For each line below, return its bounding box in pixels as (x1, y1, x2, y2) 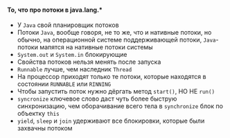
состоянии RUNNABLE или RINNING (17, 80, 112, 88)
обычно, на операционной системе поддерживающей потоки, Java (17, 35, 216, 44)
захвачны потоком (17, 124, 73, 132)
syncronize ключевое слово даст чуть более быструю (17, 94, 177, 103)
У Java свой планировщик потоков (17, 21, 119, 29)
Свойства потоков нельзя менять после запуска (17, 58, 161, 66)
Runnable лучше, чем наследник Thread (17, 65, 132, 74)
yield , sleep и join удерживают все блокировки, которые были (17, 117, 205, 125)
